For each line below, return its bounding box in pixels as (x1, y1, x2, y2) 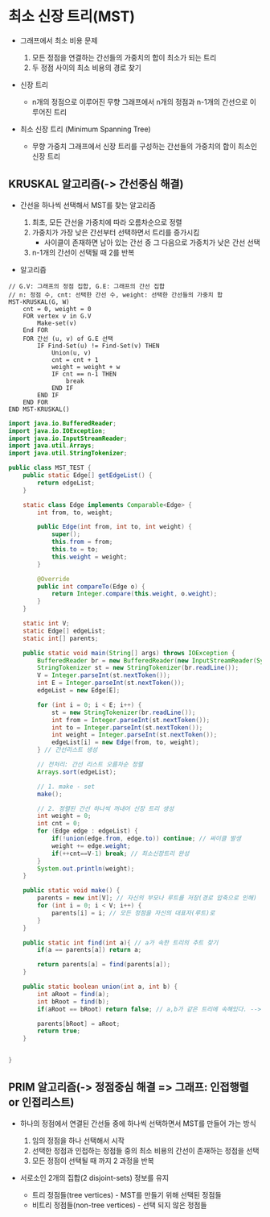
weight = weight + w (51, 363, 121, 371)
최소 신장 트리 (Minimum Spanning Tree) (19, 124, 151, 134)
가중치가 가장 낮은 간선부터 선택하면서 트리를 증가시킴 (31, 227, 200, 237)
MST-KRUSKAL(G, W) (8, 297, 70, 306)
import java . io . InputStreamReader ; (8, 434, 128, 442)
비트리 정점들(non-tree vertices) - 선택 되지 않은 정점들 (31, 1200, 207, 1210)
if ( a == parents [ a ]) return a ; (37, 946, 142, 954)
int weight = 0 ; (37, 812, 92, 820)
